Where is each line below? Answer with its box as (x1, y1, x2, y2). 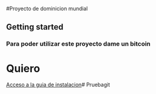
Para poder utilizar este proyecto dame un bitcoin (6, 40, 151, 48)
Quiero (6, 61, 40, 75)
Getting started (6, 22, 64, 32)
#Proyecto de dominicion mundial (6, 5, 88, 12)
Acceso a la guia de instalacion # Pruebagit (6, 81, 110, 88)
